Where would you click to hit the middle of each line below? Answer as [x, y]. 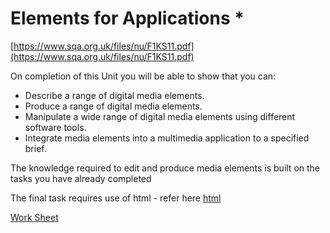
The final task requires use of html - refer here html [116, 198]
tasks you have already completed [81, 178]
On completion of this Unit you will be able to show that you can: [143, 76]
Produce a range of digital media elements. [113, 106]
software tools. [55, 127]
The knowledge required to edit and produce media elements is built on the [165, 168]
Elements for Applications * [127, 18]
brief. [35, 148]
